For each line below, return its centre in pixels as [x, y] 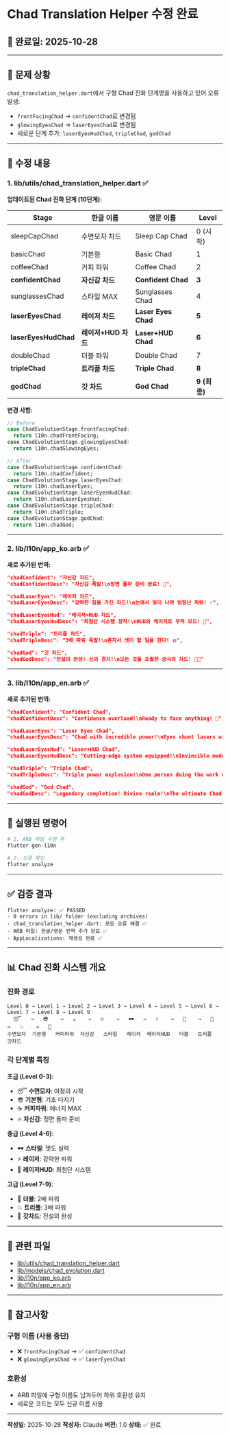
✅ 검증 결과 [30, 894]
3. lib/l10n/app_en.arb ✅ [48, 683]
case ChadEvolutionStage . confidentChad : [66, 467]
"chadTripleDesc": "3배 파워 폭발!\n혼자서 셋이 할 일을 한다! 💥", [95, 640]
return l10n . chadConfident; [53, 474]
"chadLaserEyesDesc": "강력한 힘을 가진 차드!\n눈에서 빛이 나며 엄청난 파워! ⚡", [113, 603]
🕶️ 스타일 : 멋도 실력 [43, 1148]
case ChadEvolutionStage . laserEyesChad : [66, 480]
